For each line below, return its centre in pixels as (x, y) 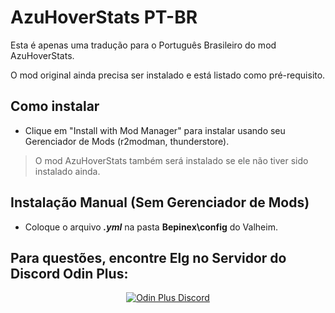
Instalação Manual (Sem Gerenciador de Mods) (160, 202)
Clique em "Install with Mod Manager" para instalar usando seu (155, 130)
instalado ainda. (67, 171)
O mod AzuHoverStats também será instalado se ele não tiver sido (171, 160)
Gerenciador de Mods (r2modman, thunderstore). (127, 141)
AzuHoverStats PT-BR (104, 17)
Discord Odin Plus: (69, 273)
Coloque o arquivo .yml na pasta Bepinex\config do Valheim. (151, 227)
